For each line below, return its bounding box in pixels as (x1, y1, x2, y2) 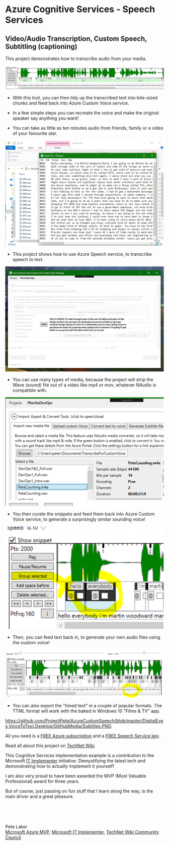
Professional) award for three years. (5, 778, 80, 784)
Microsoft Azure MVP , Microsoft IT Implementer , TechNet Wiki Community (5, 829, 159, 835)
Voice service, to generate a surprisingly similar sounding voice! (12, 516, 146, 522)
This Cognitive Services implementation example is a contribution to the (5, 753, 154, 759)
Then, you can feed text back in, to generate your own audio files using (12, 634, 160, 640)
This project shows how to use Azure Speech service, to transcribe (12, 251, 152, 257)
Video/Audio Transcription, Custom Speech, (5, 34, 147, 43)
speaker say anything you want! (12, 115, 79, 121)
